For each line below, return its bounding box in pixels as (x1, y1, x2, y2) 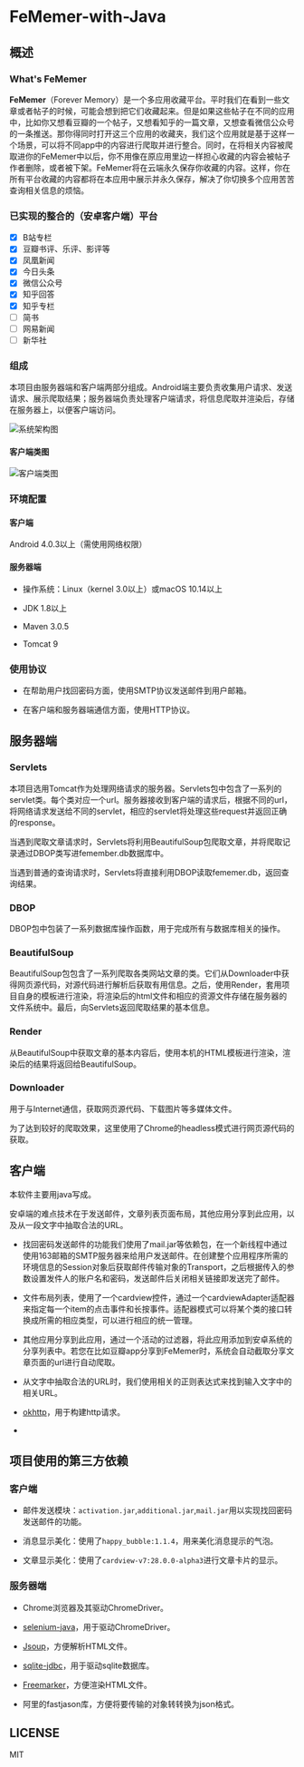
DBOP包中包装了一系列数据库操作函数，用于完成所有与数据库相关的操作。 (9, 923, 285, 933)
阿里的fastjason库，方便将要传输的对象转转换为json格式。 (22, 1698, 240, 1709)
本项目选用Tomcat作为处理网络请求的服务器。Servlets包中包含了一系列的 (9, 783, 282, 794)
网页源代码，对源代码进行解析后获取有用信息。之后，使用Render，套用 (16, 980, 282, 991)
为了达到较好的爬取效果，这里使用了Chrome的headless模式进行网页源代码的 (9, 1122, 295, 1133)
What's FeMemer (9, 73, 88, 85)
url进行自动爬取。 (53, 1356, 120, 1367)
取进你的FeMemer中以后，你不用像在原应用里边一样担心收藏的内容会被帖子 (9, 151, 291, 161)
